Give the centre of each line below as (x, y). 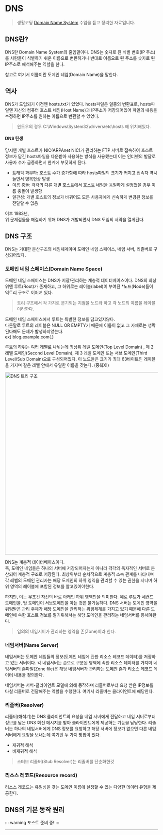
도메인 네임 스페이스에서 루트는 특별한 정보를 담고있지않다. (60, 319)
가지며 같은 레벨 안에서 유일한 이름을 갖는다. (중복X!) (59, 365)
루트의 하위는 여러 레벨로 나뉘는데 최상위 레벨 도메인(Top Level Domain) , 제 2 (79, 347)
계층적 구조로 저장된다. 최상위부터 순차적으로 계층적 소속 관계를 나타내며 (86, 574)
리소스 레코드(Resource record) (41, 775)
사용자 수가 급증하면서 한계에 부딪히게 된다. (46, 162)
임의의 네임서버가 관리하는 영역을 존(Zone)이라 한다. (66, 631)
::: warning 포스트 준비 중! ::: (32, 822)
